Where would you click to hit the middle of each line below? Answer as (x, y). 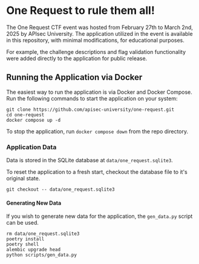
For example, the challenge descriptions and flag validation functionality (96, 51)
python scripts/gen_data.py (42, 255)
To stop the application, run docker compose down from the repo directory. (97, 131)
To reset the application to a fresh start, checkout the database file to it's (97, 172)
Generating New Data (34, 203)
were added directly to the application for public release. (77, 58)
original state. (23, 179)
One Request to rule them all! (81, 11)
